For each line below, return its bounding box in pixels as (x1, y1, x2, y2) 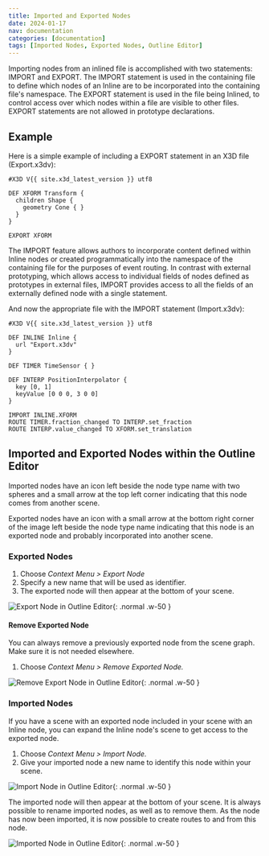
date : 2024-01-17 (8, 19, 67, 27)
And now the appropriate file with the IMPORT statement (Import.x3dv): (8, 303, 245, 314)
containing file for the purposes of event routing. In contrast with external (8, 262, 251, 272)
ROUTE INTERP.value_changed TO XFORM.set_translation (8, 425, 193, 433)
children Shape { (15, 196, 74, 204)
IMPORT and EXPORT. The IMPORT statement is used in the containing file (8, 72, 255, 82)
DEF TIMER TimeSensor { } (8, 361, 95, 370)
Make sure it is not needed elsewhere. (8, 647, 135, 656)
